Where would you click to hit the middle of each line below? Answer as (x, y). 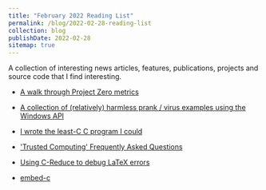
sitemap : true (32, 46)
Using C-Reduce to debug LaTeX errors (85, 162)
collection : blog (37, 30)
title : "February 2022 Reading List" (71, 16)
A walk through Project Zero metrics (79, 92)
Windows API (42, 116)
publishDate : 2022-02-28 (50, 38)
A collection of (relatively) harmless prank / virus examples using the (133, 108)
